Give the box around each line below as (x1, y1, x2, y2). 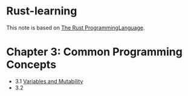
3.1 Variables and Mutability (15, 77, 83, 85)
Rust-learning (6, 4, 77, 18)
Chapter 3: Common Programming (6, 45, 183, 59)
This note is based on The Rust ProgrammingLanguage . (6, 24, 145, 31)
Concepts (6, 58, 56, 71)
